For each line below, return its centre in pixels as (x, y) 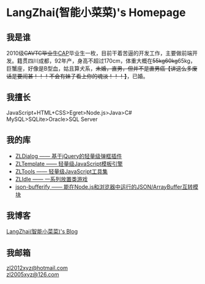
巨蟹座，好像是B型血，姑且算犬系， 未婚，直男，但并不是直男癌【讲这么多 (99, 69)
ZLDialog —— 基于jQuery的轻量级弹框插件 (69, 156)
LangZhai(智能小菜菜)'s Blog (42, 232)
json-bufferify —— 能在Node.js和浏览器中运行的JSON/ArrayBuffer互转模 (107, 187)
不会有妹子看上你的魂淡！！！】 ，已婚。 (99, 76)
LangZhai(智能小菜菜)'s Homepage (96, 13)
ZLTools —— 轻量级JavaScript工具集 (61, 171)
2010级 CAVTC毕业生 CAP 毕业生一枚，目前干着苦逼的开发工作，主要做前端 (99, 53)
